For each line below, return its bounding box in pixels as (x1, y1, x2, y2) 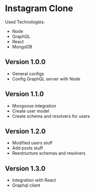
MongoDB (12, 44, 32, 49)
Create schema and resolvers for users (12, 113, 90, 119)
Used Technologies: (5, 19, 45, 25)
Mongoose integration (12, 103, 57, 109)
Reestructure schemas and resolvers (12, 150, 86, 156)
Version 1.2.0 (5, 127, 46, 135)
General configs (12, 71, 45, 77)
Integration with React (12, 177, 56, 183)
